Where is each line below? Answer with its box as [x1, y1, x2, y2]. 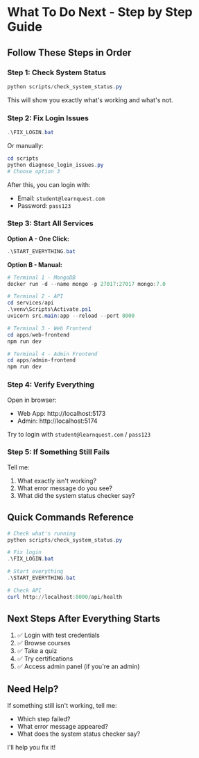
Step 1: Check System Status [7, 67, 106, 77]
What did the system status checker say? [17, 491, 135, 499]
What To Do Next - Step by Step [7, 4, 193, 20]
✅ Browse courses [17, 639, 71, 647]
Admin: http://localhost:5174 [17, 417, 98, 425]
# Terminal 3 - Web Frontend [7, 325, 92, 332]
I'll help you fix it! [7, 743, 56, 752]
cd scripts [7, 154, 39, 162]
